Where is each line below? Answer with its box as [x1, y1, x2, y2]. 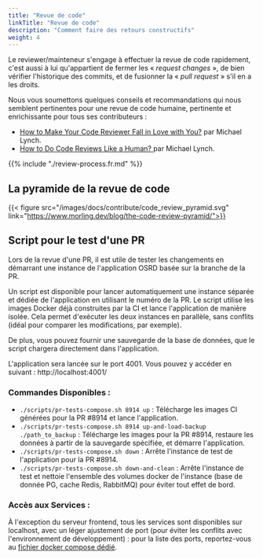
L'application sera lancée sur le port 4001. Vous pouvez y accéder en [8, 359, 232, 368]
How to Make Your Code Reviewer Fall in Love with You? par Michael [19, 127, 242, 137]
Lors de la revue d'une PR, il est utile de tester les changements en [8, 255, 225, 264]
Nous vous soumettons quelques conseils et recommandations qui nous [8, 95, 242, 105]
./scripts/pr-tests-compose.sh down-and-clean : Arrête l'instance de [19, 463, 244, 473]
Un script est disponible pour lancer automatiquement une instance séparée [8, 286, 254, 296]
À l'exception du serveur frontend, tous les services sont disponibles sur [8, 517, 243, 527]
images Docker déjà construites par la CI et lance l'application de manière [8, 303, 247, 313]
